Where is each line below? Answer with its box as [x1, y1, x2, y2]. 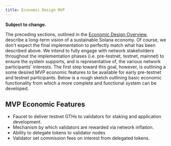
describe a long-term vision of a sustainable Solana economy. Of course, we [5, 37, 166, 43]
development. [12, 119, 42, 125]
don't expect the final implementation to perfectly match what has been [5, 42, 156, 48]
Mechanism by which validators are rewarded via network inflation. [12, 124, 154, 130]
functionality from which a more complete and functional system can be [5, 80, 157, 86]
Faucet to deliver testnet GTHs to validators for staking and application [12, 113, 162, 120]
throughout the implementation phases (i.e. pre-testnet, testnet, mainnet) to [5, 53, 164, 59]
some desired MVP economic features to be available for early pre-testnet [5, 69, 162, 75]
